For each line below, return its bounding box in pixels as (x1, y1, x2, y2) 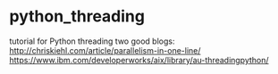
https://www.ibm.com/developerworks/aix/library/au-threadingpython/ (9, 54, 270, 65)
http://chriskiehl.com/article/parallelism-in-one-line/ (9, 45, 201, 55)
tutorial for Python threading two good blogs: (9, 36, 175, 46)
